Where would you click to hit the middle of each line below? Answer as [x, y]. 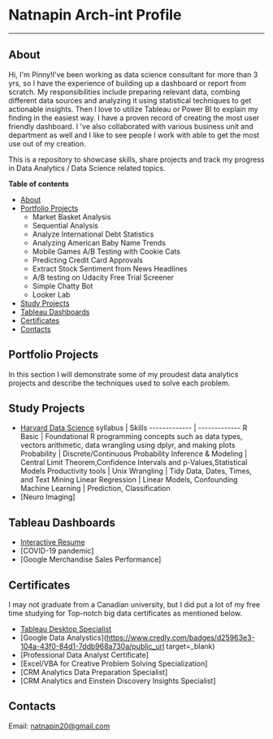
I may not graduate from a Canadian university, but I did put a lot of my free [134, 604]
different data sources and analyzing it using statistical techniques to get [130, 100]
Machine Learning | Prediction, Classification [95, 489]
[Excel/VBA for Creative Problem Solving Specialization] [114, 663]
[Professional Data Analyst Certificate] [84, 655]
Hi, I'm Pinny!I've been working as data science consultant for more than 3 [133, 74]
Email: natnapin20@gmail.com [59, 726]
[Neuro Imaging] [48, 497]
